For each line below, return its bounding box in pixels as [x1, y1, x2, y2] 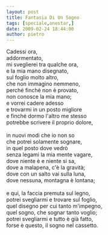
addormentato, [6, 55, 43, 62]
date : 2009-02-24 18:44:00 [6, 25, 74, 32]
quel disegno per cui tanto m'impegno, [6, 202, 103, 210]
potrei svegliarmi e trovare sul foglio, [6, 196, 98, 204]
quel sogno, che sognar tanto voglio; [6, 209, 98, 216]
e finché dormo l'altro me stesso [6, 113, 87, 120]
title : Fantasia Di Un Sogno [6, 15, 80, 21]
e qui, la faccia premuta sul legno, [6, 190, 91, 197]
